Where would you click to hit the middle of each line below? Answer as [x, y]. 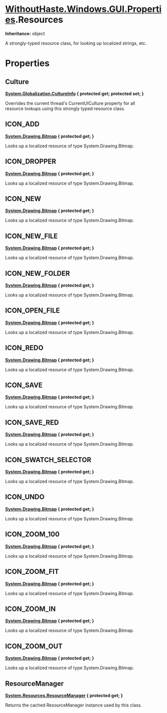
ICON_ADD [22, 124]
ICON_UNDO [25, 497]
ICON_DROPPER [31, 162]
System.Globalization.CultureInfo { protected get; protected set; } [75, 94]
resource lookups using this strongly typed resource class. [65, 109]
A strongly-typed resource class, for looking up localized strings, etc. [76, 43]
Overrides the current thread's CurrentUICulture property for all [70, 103]
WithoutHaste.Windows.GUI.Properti [83, 9]
